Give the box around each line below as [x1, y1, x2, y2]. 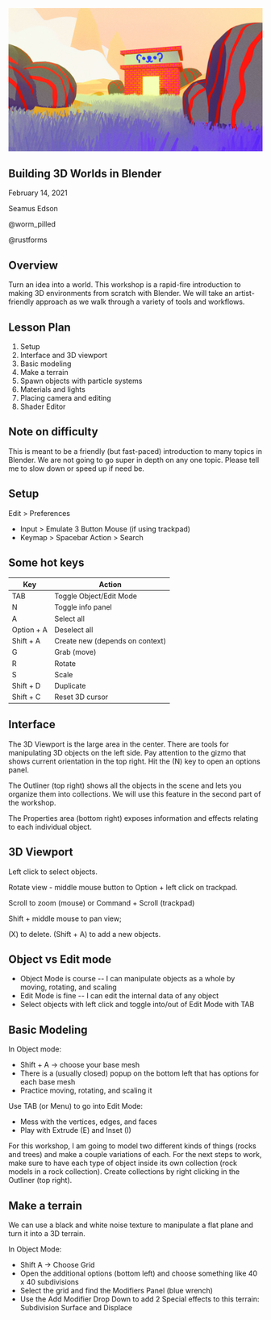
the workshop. [8, 797, 56, 807]
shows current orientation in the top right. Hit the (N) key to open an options [8, 756, 261, 766]
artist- [234, 289, 256, 298]
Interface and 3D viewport [19, 350, 107, 360]
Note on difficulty [8, 425, 98, 439]
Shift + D [11, 681, 41, 691]
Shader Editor [19, 402, 66, 411]
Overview [8, 258, 59, 272]
